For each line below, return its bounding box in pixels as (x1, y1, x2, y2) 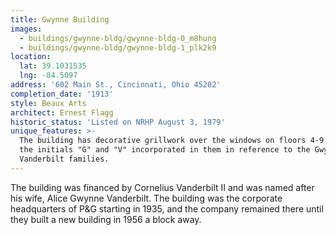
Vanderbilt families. (19, 154, 110, 164)
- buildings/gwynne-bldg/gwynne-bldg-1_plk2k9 (19, 42, 217, 53)
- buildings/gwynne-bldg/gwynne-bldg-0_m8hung (19, 33, 217, 43)
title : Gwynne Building (10, 14, 110, 25)
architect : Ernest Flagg (10, 107, 114, 118)
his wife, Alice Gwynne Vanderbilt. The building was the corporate (10, 192, 283, 204)
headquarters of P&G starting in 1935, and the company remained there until (10, 202, 324, 215)
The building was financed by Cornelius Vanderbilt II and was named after (10, 181, 315, 193)
